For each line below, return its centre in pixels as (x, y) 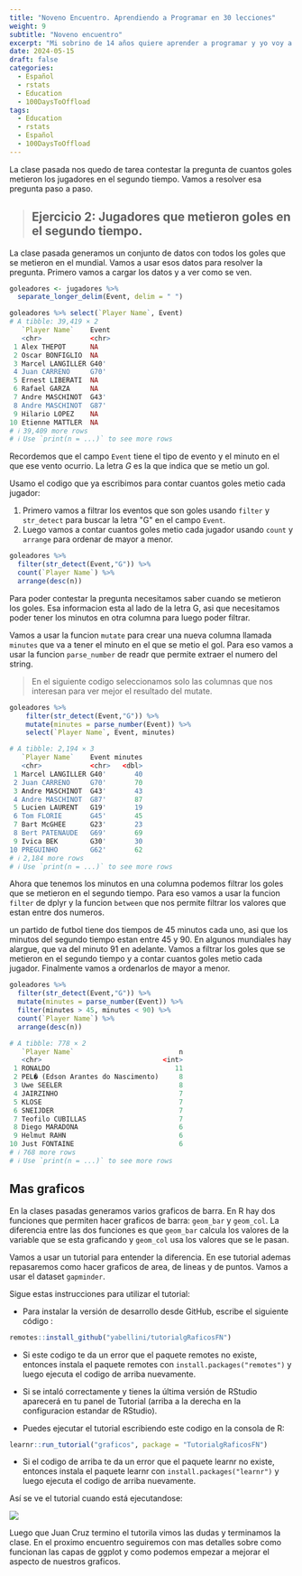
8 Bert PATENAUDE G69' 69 (78, 833)
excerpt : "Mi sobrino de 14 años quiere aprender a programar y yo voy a (151, 43)
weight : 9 (28, 26)
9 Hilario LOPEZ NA (56, 414)
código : (38, 1320)
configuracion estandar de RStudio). (90, 1411)
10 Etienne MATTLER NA (54, 422)
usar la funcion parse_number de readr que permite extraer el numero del (143, 654)
